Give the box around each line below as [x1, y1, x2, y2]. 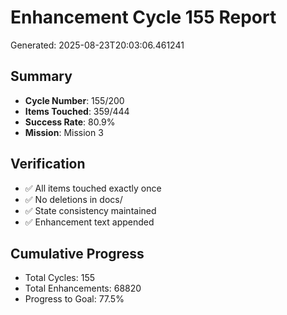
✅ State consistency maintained [24, 204, 157, 216]
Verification [10, 156, 86, 173]
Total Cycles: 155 [24, 272, 96, 284]
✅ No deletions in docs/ [24, 193, 123, 205]
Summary [10, 68, 73, 85]
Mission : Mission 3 [24, 126, 104, 138]
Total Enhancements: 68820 [24, 282, 142, 295]
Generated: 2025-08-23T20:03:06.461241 [10, 39, 185, 51]
